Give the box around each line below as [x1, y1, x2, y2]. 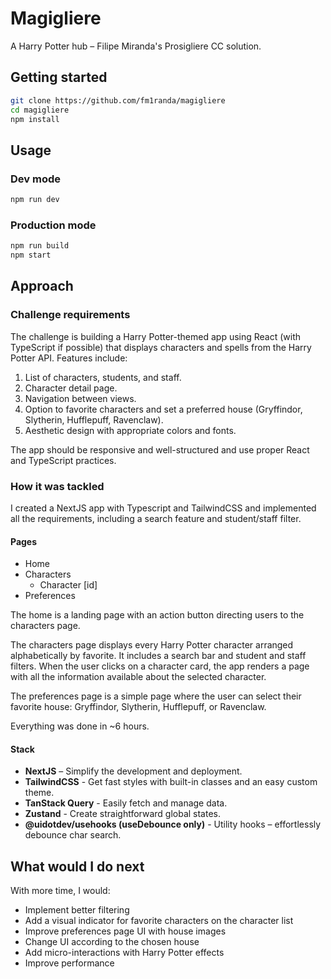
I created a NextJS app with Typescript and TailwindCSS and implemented [10, 502, 317, 514]
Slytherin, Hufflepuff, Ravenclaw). [24, 413, 164, 426]
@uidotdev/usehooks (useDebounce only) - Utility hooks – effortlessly [24, 818, 322, 831]
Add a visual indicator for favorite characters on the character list [24, 915, 294, 927]
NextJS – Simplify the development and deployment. [24, 765, 243, 777]
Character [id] [39, 579, 98, 591]
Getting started [10, 69, 108, 86]
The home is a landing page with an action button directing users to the [10, 609, 305, 621]
